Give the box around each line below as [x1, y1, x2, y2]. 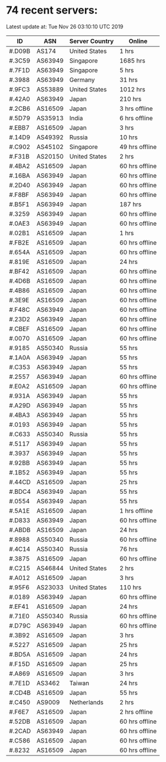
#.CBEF [9, 325, 30, 333]
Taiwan [69, 679, 89, 687]
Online [128, 37, 148, 45]
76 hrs [119, 545, 138, 553]
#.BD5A [9, 650, 31, 658]
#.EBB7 [9, 123, 30, 131]
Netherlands [69, 698, 104, 706]
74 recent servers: [6, 4, 98, 17]
